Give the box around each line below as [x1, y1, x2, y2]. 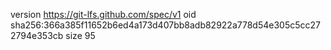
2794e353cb [10, 30, 64, 41]
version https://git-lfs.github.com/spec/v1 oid [10, 9, 197, 20]
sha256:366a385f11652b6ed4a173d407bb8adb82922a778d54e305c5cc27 [10, 19, 321, 31]
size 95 [65, 30, 96, 41]
